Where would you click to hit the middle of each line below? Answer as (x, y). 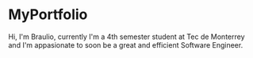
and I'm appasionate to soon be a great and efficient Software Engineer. (126, 44)
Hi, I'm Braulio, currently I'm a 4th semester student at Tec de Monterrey (126, 37)
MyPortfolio (48, 15)
